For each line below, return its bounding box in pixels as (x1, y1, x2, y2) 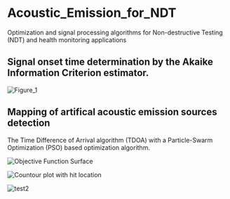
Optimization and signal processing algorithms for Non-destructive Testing (7, 28, 223, 37)
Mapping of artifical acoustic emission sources (7, 106, 217, 118)
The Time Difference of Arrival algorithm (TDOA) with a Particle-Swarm (7, 136, 213, 144)
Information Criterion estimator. (7, 67, 149, 79)
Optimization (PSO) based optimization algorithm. (7, 143, 151, 152)
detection (7, 117, 50, 129)
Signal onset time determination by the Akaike (7, 56, 214, 68)
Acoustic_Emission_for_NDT (7, 5, 177, 21)
